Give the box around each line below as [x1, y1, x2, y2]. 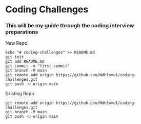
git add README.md [5, 59, 45, 64]
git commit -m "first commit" [5, 63, 70, 69]
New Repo [5, 40, 27, 46]
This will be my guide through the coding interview [5, 22, 134, 29]
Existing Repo [5, 91, 34, 97]
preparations [5, 28, 38, 36]
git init [5, 55, 24, 60]
